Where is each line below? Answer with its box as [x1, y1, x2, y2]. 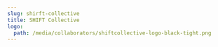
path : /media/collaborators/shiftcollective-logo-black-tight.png [13, 29, 212, 37]
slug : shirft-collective [7, 10, 80, 17]
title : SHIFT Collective [7, 17, 80, 23]
